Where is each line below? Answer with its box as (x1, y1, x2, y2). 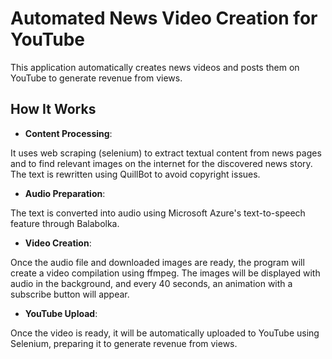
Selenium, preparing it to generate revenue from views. (10, 337, 238, 349)
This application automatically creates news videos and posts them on (10, 61, 300, 73)
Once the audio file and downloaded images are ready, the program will (10, 256, 305, 268)
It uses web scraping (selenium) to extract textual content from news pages (10, 147, 322, 159)
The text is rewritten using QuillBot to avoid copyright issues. (10, 168, 261, 180)
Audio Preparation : (24, 187, 106, 199)
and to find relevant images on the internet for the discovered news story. (10, 157, 313, 169)
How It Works (10, 101, 97, 118)
